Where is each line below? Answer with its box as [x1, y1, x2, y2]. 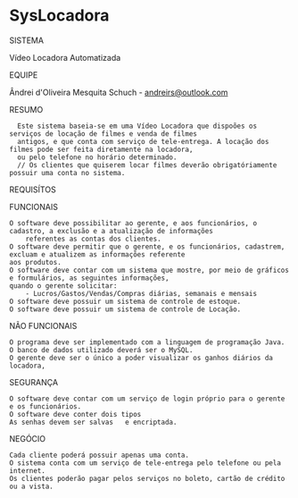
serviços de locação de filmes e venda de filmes [9, 129, 198, 139]
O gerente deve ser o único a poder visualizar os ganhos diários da [9, 353, 274, 362]
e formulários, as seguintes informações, [9, 274, 170, 283]
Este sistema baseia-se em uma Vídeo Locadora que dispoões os [17, 122, 257, 131]
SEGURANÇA [9, 376, 59, 387]
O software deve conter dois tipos [9, 409, 142, 418]
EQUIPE [9, 69, 38, 80]
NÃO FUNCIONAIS [9, 320, 78, 331]
